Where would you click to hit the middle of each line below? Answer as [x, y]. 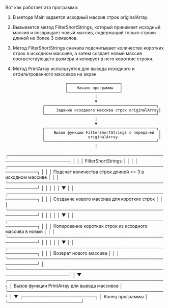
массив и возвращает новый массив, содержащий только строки [84, 32]
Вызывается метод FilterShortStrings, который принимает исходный [87, 27]
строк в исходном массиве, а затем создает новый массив [77, 53]
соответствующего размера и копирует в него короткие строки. [83, 59]
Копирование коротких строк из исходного [100, 226]
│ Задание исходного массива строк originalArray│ [102, 110]
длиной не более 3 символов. [45, 38]
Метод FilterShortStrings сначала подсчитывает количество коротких [88, 48]
